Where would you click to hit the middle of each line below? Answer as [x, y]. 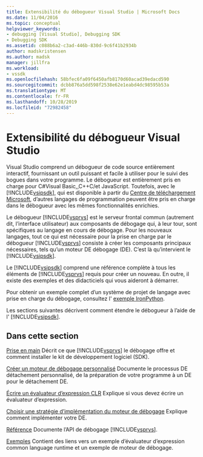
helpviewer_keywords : [34, 29]
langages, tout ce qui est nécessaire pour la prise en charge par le [89, 237]
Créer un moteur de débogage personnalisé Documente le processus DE [97, 369]
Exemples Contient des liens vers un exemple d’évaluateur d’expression [95, 441]
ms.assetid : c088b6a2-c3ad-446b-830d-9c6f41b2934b [72, 46]
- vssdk [16, 74]
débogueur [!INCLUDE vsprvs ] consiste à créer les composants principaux [99, 243]
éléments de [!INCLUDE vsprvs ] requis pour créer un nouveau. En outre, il [98, 274]
